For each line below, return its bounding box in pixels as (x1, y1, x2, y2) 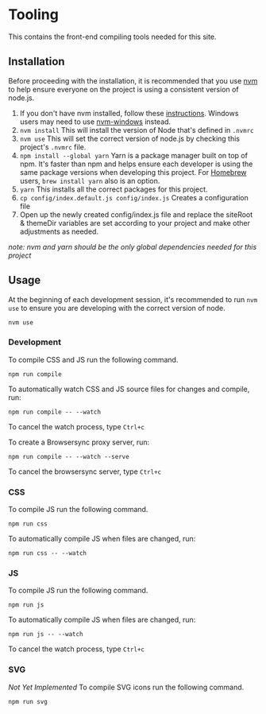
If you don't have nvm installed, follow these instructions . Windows (19, 108, 239, 118)
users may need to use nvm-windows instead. (19, 117, 172, 126)
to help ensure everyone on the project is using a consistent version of (8, 84, 240, 94)
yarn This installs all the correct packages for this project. (19, 184, 208, 194)
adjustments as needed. (19, 227, 99, 236)
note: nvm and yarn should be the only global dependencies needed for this (8, 242, 257, 251)
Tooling (8, 6, 60, 24)
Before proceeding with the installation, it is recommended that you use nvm (8, 76, 258, 85)
